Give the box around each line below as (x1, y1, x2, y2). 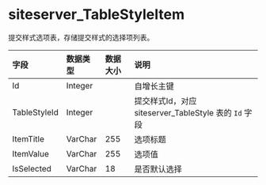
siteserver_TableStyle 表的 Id (134, 107, 243, 118)
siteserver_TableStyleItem (8, 6, 184, 24)
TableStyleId (12, 107, 59, 118)
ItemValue (12, 148, 50, 159)
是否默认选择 (134, 164, 182, 175)
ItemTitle (12, 133, 45, 144)
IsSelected (12, 163, 51, 174)
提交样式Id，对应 (134, 95, 197, 106)
